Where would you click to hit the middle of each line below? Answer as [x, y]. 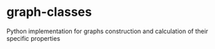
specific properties [33, 38]
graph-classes [49, 12]
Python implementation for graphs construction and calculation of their [107, 31]
